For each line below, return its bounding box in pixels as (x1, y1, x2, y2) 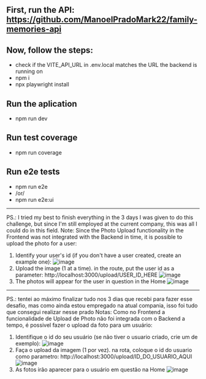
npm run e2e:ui (15, 196, 54, 203)
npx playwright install (15, 81, 69, 88)
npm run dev (15, 115, 48, 122)
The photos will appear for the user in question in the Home (15, 277, 166, 285)
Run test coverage (6, 132, 78, 143)
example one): (15, 258, 52, 266)
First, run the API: (6, 5, 75, 15)
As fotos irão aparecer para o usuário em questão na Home (15, 366, 166, 373)
